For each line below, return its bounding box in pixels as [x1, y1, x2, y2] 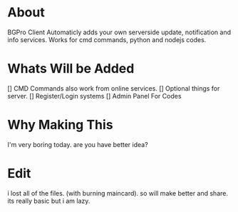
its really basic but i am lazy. [7, 196, 90, 205]
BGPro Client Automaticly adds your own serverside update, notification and [7, 28, 232, 36]
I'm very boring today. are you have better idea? [7, 140, 148, 148]
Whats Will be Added [7, 61, 135, 77]
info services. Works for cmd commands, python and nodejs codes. [7, 35, 207, 44]
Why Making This [7, 117, 113, 133]
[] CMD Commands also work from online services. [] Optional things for [7, 84, 220, 93]
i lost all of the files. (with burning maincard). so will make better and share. [7, 188, 228, 197]
